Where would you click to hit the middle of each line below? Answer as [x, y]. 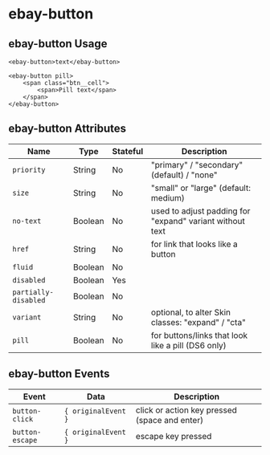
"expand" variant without [198, 221]
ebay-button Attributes [67, 129]
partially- [33, 292]
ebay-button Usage [58, 44]
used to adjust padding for [201, 211]
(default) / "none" [185, 175]
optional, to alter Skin [191, 312]
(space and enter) [169, 420]
